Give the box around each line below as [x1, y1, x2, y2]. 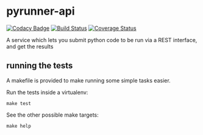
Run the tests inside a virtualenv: [6, 89, 88, 96]
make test [6, 100, 32, 106]
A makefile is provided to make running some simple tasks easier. [6, 76, 171, 84]
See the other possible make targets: [6, 111, 99, 119]
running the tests [6, 60, 73, 71]
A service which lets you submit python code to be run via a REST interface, [6, 36, 198, 43]
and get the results [6, 43, 54, 50]
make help [6, 123, 32, 129]
